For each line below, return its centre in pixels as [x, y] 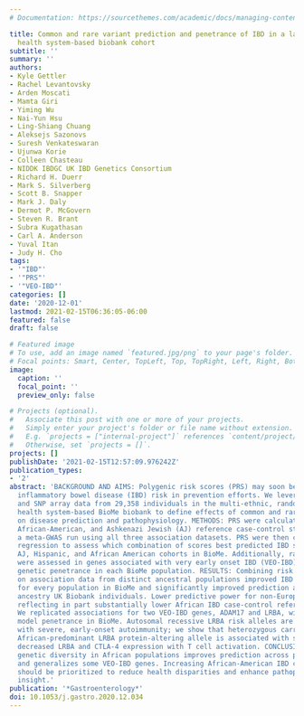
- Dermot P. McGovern [50, 211]
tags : [19, 261]
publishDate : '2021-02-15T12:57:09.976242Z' [95, 462]
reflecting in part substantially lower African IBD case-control [145, 605]
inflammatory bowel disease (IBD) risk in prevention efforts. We [145, 495]
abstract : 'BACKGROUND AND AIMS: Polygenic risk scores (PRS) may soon [147, 487]
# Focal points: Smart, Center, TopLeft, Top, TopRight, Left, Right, [145, 362]
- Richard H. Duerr [46, 177]
